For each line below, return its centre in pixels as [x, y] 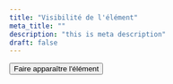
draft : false [34, 42]
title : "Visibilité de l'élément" [74, 17]
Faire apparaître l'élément [56, 69]
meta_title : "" [38, 26]
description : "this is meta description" [88, 34]
